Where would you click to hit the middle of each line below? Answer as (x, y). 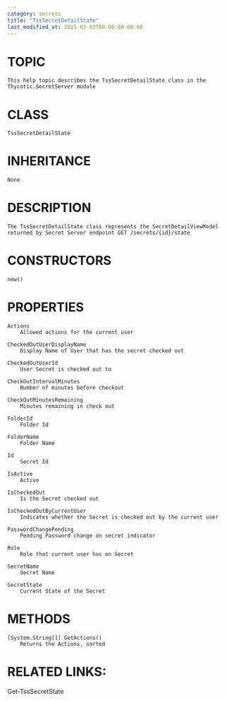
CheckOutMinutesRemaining (45, 400)
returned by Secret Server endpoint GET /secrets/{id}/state (99, 233)
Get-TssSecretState (36, 691)
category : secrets (34, 14)
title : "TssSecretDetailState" (53, 20)
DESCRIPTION (49, 208)
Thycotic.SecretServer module (52, 87)
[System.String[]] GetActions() (55, 638)
